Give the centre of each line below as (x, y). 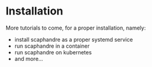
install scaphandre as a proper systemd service (74, 39)
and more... (29, 59)
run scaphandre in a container (52, 46)
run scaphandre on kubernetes (53, 52)
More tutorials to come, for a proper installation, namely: (76, 28)
